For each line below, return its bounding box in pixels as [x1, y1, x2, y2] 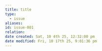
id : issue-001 [5, 25, 34, 30]
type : [5, 12, 16, 17]
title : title [5, 7, 32, 12]
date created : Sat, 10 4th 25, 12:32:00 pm [5, 34, 95, 39]
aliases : [5, 20, 23, 26]
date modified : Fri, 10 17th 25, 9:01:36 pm [5, 39, 97, 44]
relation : [5, 30, 25, 34]
